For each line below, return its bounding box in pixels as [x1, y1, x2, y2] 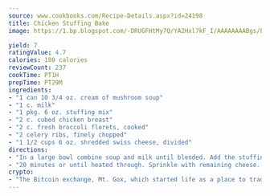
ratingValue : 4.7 [8, 49, 67, 57]
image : [8, 27, 31, 35]
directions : [8, 145, 48, 153]
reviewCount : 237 [8, 63, 67, 72]
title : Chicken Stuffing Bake [8, 19, 110, 27]
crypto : [8, 168, 35, 177]
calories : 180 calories [8, 56, 88, 64]
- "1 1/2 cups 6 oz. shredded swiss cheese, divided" [8, 138, 193, 146]
